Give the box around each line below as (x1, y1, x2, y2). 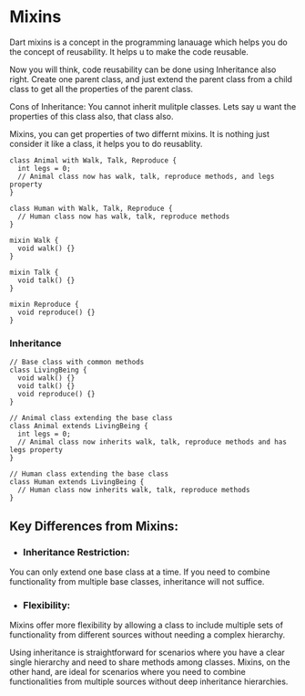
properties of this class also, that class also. (9, 111, 175, 121)
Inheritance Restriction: (22, 545, 130, 558)
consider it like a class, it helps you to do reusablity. (9, 138, 203, 149)
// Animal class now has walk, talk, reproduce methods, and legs (17, 172, 275, 181)
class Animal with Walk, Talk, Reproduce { (9, 155, 178, 165)
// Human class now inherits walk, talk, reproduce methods (17, 486, 250, 495)
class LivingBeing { (9, 365, 88, 375)
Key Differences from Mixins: (9, 518, 179, 533)
